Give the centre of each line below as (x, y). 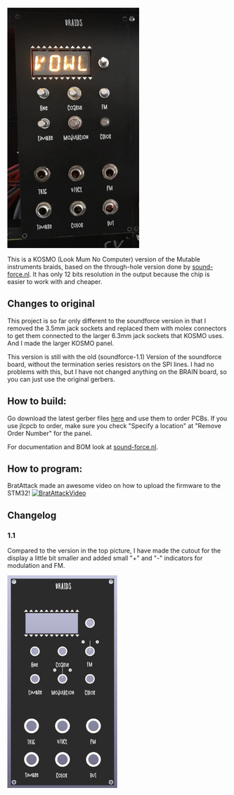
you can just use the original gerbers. (61, 379)
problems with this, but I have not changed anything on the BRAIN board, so (117, 371)
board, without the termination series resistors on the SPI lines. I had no (111, 364)
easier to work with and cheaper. (55, 282)
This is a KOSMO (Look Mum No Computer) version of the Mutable (104, 259)
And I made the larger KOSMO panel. (61, 343)
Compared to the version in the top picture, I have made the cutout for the (114, 551)
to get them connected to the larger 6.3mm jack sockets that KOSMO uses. (116, 335)
